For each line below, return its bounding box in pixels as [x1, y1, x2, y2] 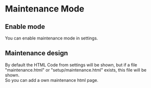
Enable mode [5, 23, 45, 31]
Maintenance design [5, 49, 69, 57]
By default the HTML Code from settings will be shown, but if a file [5, 62, 137, 68]
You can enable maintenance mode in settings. [5, 35, 98, 41]
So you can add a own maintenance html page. [5, 77, 98, 83]
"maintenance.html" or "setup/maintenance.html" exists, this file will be [5, 67, 147, 73]
